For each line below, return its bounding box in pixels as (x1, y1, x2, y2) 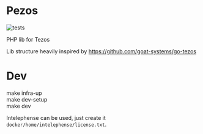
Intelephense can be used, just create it (6, 114, 106, 121)
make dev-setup (6, 95, 48, 103)
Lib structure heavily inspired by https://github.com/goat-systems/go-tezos (6, 47, 197, 55)
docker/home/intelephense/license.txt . (6, 121, 107, 128)
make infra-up (6, 89, 42, 97)
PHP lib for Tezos (6, 35, 50, 43)
